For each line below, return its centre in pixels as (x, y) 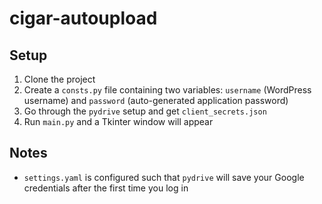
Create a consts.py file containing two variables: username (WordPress (167, 90)
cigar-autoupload (83, 18)
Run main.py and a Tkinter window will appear (118, 121)
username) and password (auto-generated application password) (156, 100)
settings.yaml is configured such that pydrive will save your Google (164, 177)
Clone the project (59, 79)
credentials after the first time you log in (106, 188)
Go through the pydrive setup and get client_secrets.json (145, 111)
